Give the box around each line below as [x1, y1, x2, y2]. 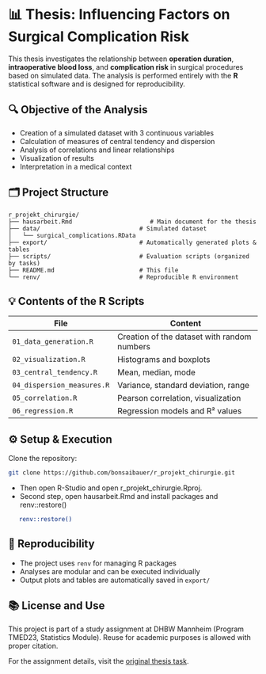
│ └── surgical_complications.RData [8, 231, 136, 239]
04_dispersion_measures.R [12, 381, 110, 390]
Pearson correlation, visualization [117, 393, 241, 404]
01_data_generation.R [12, 337, 93, 346]
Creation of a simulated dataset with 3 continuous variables [19, 128, 215, 138]
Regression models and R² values [117, 406, 242, 417]
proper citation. [8, 641, 59, 650]
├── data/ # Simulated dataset [8, 224, 207, 233]
